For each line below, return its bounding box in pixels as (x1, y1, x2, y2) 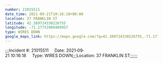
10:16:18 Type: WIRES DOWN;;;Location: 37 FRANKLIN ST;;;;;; (10, 52, 138, 58)
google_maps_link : (5, 34, 42, 39)
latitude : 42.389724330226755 (5, 20, 66, 26)
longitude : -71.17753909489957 (5, 25, 68, 30)
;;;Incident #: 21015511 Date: (5, 47, 65, 53)
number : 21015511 (5, 7, 40, 12)
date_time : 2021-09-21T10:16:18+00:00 (5, 12, 83, 16)
